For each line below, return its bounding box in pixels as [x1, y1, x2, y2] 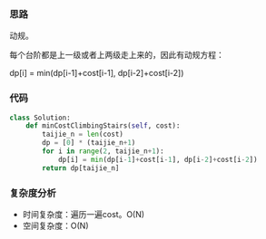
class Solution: [9, 113, 71, 122]
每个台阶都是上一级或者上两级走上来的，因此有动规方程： [9, 50, 224, 61]
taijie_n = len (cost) [42, 129, 124, 139]
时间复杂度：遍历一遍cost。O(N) [22, 209, 145, 220]
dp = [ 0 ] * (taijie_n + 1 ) [42, 139, 136, 148]
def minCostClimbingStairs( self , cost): [25, 121, 181, 130]
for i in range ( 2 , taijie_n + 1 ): [42, 147, 165, 156]
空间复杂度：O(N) [22, 220, 89, 232]
